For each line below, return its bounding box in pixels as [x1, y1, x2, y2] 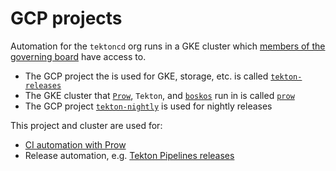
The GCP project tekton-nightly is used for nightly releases [24, 100, 273, 112]
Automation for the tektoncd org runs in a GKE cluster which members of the [10, 40, 326, 52]
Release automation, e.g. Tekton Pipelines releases [24, 149, 235, 161]
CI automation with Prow [24, 138, 127, 151]
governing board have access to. [10, 50, 147, 62]
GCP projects [10, 7, 123, 30]
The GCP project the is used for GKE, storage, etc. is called [24, 70, 269, 82]
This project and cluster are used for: [10, 119, 163, 131]
